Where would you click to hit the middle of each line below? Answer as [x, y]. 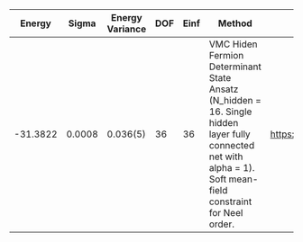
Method [235, 23]
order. [221, 224]
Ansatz [224, 89]
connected [232, 145]
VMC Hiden [233, 44]
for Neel [226, 213]
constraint [230, 202]
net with [226, 157]
